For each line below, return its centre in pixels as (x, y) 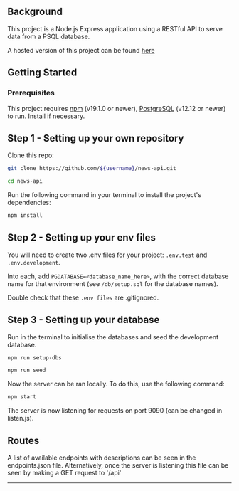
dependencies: (29, 203)
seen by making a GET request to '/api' (64, 473)
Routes (23, 440)
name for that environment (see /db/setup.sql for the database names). (113, 283)
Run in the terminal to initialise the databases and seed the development (113, 337)
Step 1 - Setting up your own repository (96, 138)
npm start (22, 397)
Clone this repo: (31, 155)
